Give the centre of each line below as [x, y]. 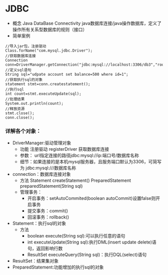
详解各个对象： [23, 131]
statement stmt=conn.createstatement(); [48, 84]
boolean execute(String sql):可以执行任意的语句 [76, 236]
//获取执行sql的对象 [24, 80]
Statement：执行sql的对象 [39, 223]
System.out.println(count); [34, 103]
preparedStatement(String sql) [51, 186]
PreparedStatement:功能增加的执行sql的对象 [58, 267]
